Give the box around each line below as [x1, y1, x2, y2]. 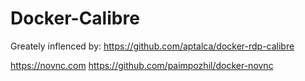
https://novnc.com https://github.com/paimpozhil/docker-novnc [10, 59, 274, 71]
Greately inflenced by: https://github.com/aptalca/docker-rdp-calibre [10, 40, 295, 52]
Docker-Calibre [10, 7, 140, 30]
